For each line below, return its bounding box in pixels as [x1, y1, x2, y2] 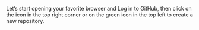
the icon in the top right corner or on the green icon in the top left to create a [6, 11, 193, 18]
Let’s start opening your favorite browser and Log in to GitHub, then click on [6, 5, 192, 12]
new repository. [6, 18, 45, 24]
